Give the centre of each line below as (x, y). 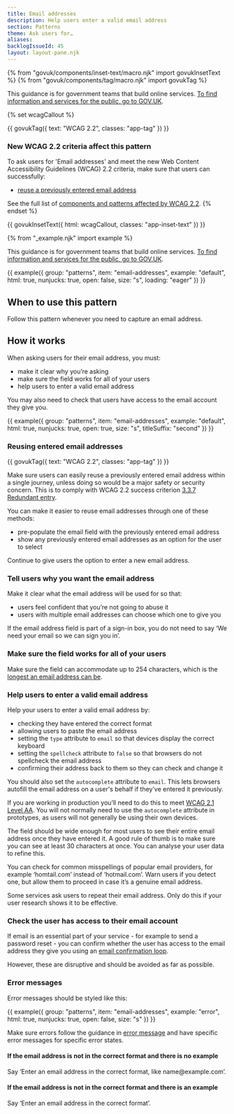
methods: (21, 519)
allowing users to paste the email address (77, 731)
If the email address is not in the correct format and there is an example (113, 1087)
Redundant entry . (32, 498)
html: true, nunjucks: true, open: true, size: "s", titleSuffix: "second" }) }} (111, 428)
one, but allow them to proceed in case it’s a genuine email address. (105, 882)
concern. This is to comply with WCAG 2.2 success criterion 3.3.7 (102, 490)
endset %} (22, 211)
